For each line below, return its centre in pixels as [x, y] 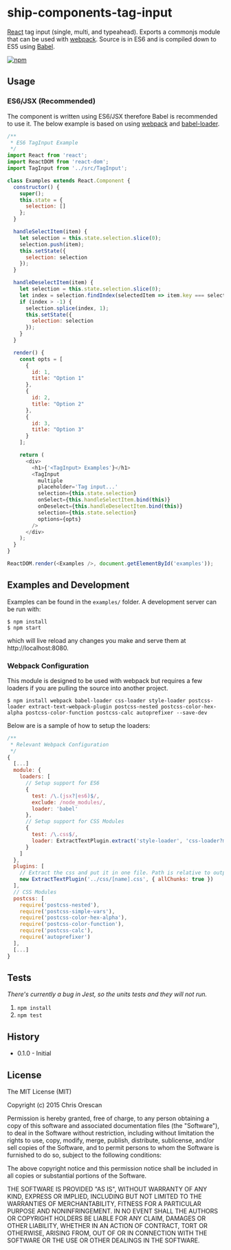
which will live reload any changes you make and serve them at [97, 640]
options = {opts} [59, 519]
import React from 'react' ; [47, 156]
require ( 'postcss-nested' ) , [59, 905]
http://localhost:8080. [38, 648]
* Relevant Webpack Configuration [59, 744]
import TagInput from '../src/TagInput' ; [67, 168]
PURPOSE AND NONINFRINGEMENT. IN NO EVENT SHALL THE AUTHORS [113, 1211]
